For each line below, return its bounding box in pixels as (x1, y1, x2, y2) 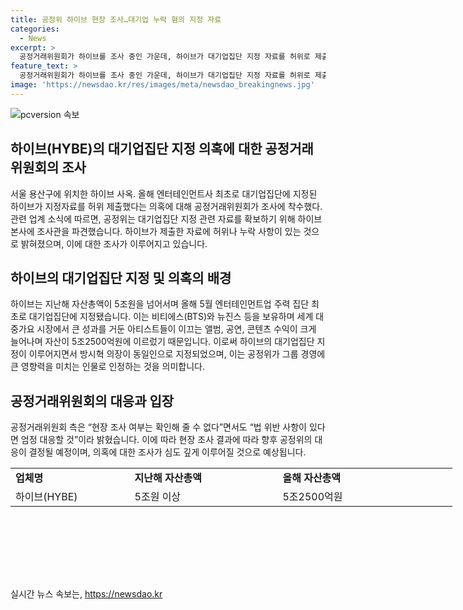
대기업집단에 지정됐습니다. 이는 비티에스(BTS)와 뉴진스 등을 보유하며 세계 (28, 311, 314, 323)
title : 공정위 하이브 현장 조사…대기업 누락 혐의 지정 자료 (10, 14, 222, 25)
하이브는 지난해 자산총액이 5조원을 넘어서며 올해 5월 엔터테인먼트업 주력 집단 (10, 298, 310, 310)
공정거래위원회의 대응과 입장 (10, 392, 175, 410)
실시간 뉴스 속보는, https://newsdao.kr (10, 588, 163, 600)
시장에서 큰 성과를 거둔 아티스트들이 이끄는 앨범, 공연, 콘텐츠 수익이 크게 (36, 323, 317, 335)
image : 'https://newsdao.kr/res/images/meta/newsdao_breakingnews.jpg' (10, 80, 315, 90)
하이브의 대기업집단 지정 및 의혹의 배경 (10, 269, 232, 286)
